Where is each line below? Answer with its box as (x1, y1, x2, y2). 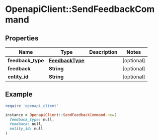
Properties (5, 34, 39, 42)
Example (5, 90, 33, 99)
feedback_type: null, (9, 117, 55, 122)
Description (89, 49, 118, 55)
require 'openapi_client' (5, 103, 59, 108)
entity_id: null (9, 126, 43, 132)
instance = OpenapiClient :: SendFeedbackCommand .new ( (5, 112, 117, 118)
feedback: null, (9, 122, 43, 127)
